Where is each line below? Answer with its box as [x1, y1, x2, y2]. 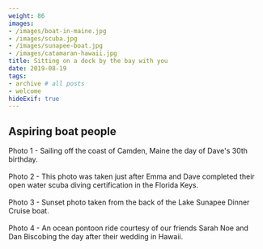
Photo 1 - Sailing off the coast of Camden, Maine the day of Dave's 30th [8, 146, 248, 156]
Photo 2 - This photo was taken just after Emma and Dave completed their [8, 171, 255, 182]
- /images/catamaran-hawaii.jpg [8, 49, 117, 57]
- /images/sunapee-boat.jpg [8, 42, 104, 50]
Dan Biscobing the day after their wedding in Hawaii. [8, 232, 184, 242]
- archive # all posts [8, 79, 85, 87]
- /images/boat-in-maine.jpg [8, 27, 107, 35]
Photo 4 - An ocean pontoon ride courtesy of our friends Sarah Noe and [8, 223, 249, 233]
